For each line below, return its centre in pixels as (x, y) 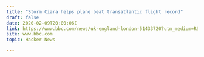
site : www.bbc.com (29, 34)
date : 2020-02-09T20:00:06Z (42, 23)
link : (13, 28)
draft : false (23, 17)
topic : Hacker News (31, 40)
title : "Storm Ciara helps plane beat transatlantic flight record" (95, 12)
